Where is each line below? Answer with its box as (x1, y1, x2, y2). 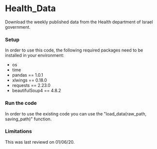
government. (5, 24, 31, 30)
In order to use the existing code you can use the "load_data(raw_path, (5, 111, 147, 116)
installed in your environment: (5, 52, 64, 58)
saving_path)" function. (5, 116, 52, 122)
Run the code (5, 100, 37, 107)
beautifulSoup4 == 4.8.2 (12, 88, 62, 94)
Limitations (5, 128, 32, 135)
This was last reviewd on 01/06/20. (5, 139, 75, 145)
